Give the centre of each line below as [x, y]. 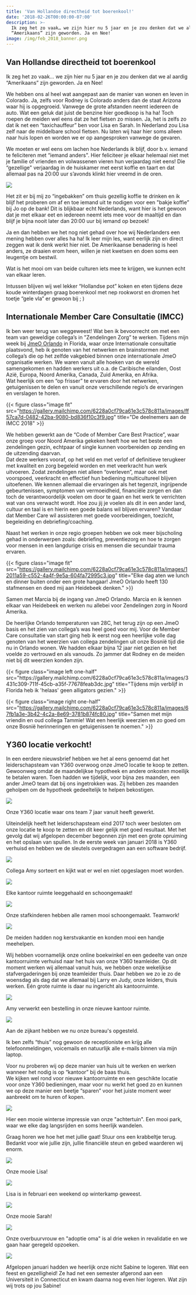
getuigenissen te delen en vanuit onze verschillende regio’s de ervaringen [95, 387]
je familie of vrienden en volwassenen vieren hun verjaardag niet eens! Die [96, 161]
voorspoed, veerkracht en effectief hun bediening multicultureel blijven [91, 478]
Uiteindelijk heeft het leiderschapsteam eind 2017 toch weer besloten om [94, 823]
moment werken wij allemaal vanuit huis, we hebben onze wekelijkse [89, 968]
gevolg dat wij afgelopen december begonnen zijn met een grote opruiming [97, 836]
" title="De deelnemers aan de [150, 417]
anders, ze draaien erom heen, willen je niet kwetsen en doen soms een [92, 251]
